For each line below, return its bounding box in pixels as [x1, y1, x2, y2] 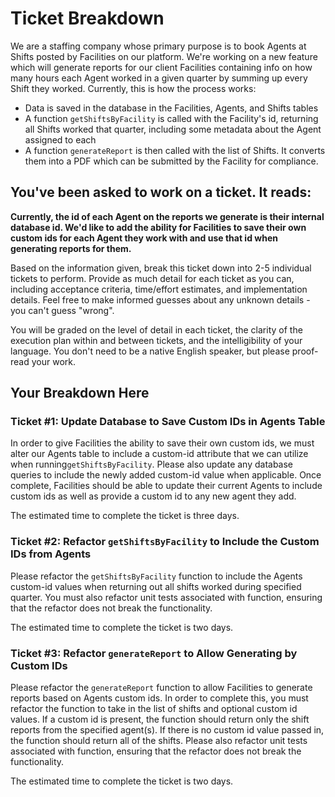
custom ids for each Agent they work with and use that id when [10, 232, 278, 244]
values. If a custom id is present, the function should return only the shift [10, 713, 310, 726]
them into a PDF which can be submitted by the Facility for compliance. [24, 155, 319, 167]
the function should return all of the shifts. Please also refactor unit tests [10, 735, 308, 747]
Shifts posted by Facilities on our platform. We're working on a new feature [10, 50, 318, 62]
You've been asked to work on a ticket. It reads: [10, 184, 312, 201]
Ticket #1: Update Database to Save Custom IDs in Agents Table [10, 415, 326, 429]
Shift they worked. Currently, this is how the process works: [10, 82, 257, 94]
